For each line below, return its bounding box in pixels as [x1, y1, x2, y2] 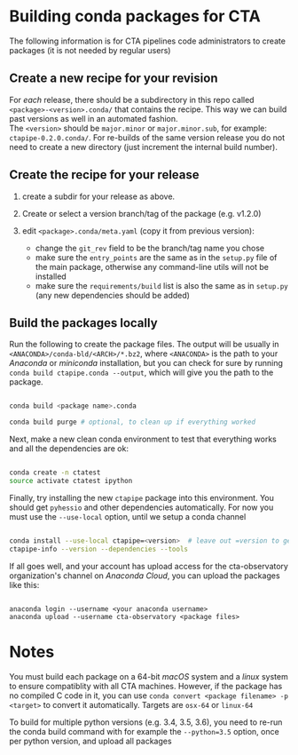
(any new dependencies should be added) [35, 290, 191, 300]
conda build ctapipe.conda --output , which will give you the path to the [9, 367, 274, 378]
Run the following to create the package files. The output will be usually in [9, 339, 279, 350]
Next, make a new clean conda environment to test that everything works [9, 433, 277, 445]
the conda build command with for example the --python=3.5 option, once [9, 726, 279, 736]
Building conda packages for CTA [9, 6, 262, 27]
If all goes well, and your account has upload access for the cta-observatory [9, 560, 288, 571]
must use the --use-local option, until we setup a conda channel [9, 511, 247, 521]
